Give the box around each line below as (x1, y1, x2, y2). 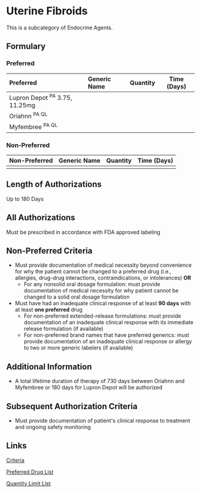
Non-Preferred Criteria (6, 245, 93, 255)
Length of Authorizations (6, 179, 102, 190)
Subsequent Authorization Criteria (6, 401, 138, 411)
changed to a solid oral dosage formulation (23, 293, 130, 300)
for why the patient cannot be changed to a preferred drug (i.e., (14, 268, 172, 275)
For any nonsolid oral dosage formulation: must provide (23, 281, 160, 288)
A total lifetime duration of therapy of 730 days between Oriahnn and (14, 378, 185, 385)
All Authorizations (6, 212, 76, 223)
